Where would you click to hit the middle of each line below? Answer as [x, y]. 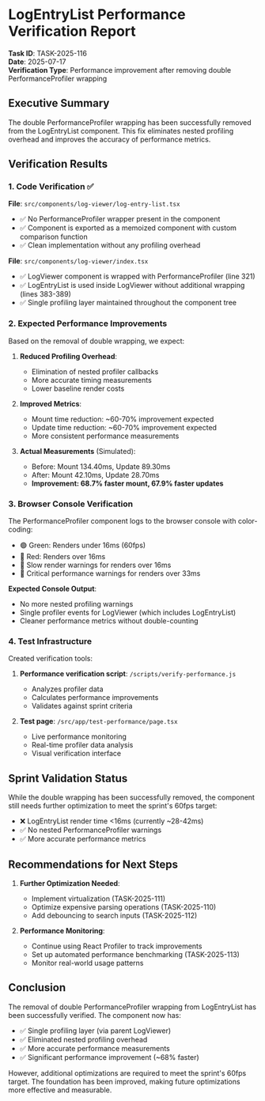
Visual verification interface [76, 754]
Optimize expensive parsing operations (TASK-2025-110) [124, 906]
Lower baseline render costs [78, 388]
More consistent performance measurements [105, 436]
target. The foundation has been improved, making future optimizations [124, 1081]
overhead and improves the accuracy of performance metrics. [110, 139]
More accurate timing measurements [91, 380]
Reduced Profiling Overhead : [68, 356]
